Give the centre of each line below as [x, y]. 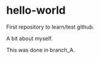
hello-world [36, 10]
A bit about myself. [30, 38]
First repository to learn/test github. [50, 27]
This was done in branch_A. [41, 50]
